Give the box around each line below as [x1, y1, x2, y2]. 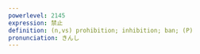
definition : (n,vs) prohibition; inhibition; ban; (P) [8, 26, 194, 34]
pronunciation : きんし [8, 33, 80, 42]
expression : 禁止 [8, 19, 63, 27]
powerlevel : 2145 [8, 11, 66, 20]
